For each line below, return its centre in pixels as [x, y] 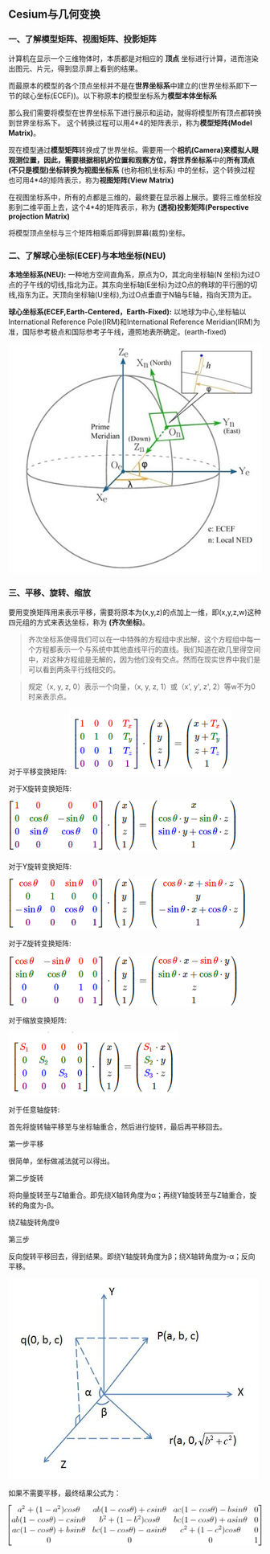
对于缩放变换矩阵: [38, 1020]
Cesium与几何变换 [54, 14]
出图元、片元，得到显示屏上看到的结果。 [75, 68]
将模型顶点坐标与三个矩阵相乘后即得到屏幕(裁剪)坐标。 [99, 232]
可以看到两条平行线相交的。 [74, 669]
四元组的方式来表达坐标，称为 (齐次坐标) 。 [79, 622]
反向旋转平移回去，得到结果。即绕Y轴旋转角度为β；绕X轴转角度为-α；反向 [132, 1256]
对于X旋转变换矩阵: [40, 788]
